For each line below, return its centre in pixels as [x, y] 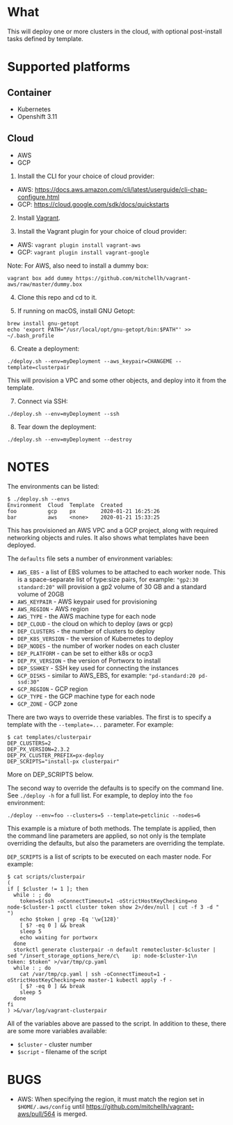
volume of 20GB [41, 594]
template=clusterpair [39, 367]
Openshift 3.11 [37, 116]
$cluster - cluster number [55, 1044]
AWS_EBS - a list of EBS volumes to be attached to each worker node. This [121, 572]
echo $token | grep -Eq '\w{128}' [70, 919]
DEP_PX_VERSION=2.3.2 [39, 749]
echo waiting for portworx [59, 937]
